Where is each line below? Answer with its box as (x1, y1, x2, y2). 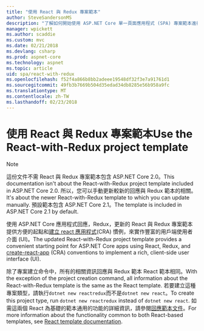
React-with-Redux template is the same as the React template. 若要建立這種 (6, 281, 196, 289)
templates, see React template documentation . (6, 318, 123, 325)
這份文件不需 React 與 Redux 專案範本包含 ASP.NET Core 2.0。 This (6, 173, 175, 180)
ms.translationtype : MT (6, 88, 67, 94)
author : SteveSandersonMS (6, 15, 72, 21)
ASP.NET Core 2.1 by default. (6, 207, 79, 215)
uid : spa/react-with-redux (6, 71, 75, 77)
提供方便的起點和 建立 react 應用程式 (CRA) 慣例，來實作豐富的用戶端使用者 (6, 228, 193, 235)
